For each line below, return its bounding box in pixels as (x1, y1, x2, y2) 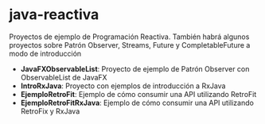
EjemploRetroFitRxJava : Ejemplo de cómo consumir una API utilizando (20, 98, 254, 107)
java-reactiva (9, 6, 99, 24)
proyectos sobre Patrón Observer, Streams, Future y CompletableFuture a (9, 40, 251, 49)
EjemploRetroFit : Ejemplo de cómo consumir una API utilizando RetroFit (20, 89, 257, 99)
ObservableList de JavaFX (20, 72, 107, 82)
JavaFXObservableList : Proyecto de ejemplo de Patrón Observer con (20, 64, 250, 73)
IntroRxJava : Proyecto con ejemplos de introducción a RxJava (20, 81, 226, 91)
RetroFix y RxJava (20, 106, 80, 116)
